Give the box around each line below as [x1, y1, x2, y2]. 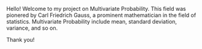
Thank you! [6, 36, 35, 43]
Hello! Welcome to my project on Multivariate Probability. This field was [6, 5, 186, 12]
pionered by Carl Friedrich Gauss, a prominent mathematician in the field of [6, 11, 196, 19]
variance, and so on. [6, 24, 58, 31]
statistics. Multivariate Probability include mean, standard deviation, [6, 18, 178, 25]
